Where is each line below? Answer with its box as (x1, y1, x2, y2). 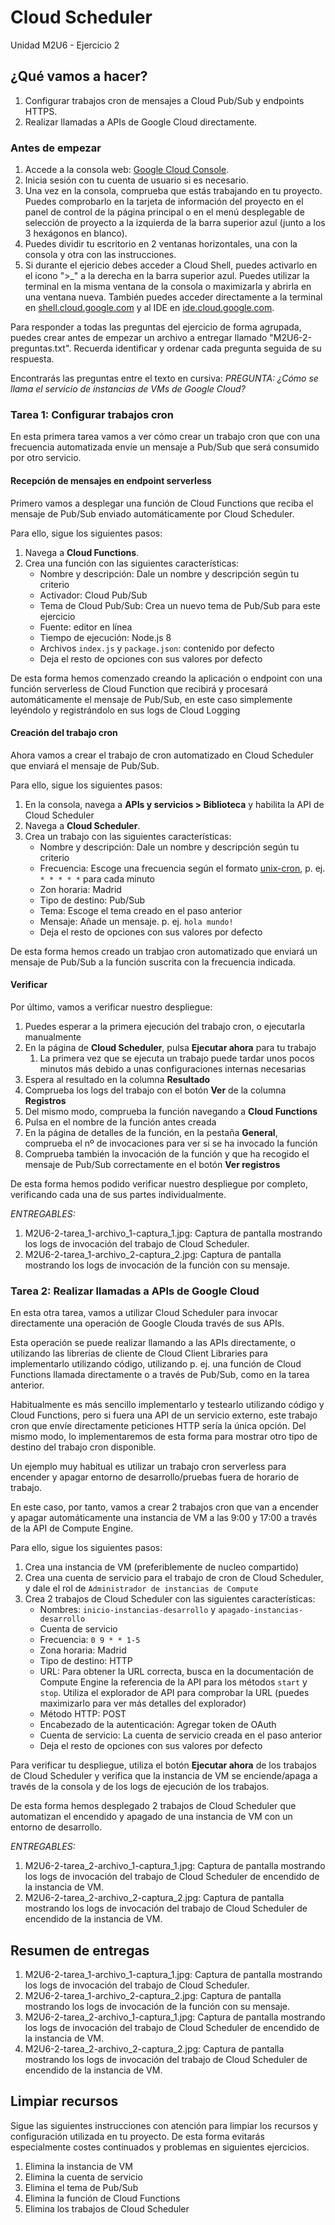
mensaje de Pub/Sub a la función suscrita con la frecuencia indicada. (10, 956, 296, 968)
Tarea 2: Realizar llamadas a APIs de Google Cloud (10, 1284, 260, 1298)
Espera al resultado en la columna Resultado (24, 1073, 211, 1085)
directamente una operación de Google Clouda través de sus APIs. (10, 1317, 285, 1330)
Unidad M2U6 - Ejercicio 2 (10, 39, 120, 51)
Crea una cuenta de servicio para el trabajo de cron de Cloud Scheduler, (24, 1572, 324, 1584)
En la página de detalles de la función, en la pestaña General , (24, 1126, 278, 1138)
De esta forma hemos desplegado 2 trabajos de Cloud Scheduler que (10, 1800, 297, 1812)
